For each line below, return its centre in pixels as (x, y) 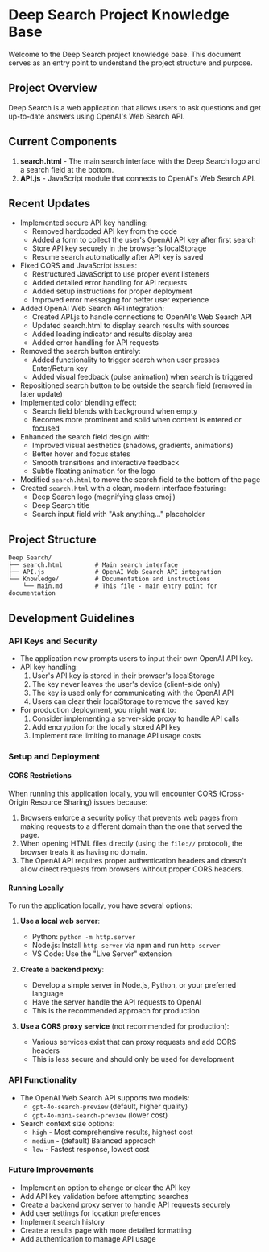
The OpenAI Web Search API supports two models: (105, 1097)
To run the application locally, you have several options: (101, 905)
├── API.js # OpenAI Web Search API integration (115, 572)
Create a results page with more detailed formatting (106, 1230)
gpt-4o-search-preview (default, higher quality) (110, 1106)
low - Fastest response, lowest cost (91, 1149)
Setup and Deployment (54, 756)
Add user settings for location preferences (90, 1213)
